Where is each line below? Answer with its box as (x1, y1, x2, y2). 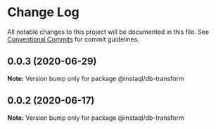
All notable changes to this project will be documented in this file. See (7, 27, 210, 36)
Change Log (7, 4, 80, 20)
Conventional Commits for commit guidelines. (7, 35, 139, 43)
